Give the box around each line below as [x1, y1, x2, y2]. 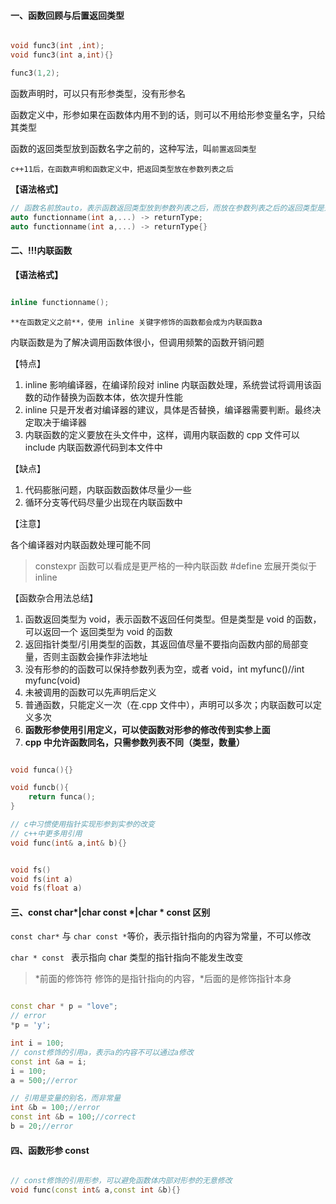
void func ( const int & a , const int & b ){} [10, 1185, 182, 1195]
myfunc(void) [24, 674, 81, 686]
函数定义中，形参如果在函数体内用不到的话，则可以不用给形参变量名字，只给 [10, 108, 326, 120]
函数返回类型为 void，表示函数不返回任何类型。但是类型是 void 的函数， [24, 613, 322, 625]
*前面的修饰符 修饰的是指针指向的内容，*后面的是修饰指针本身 [34, 973, 292, 985]
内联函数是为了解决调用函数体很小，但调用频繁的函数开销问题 [10, 336, 265, 348]
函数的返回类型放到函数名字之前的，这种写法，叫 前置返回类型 [10, 142, 257, 154]
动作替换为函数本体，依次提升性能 [42, 391, 183, 403]
